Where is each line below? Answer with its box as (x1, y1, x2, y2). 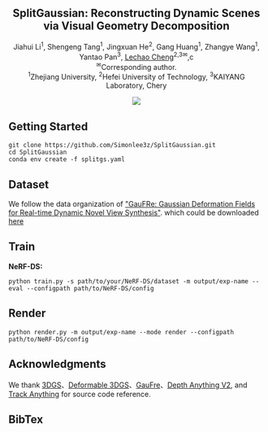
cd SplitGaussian (8, 148, 67, 157)
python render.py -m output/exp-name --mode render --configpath (8, 328, 234, 336)
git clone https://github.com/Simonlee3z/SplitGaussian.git (8, 142, 217, 150)
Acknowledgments (8, 357, 107, 371)
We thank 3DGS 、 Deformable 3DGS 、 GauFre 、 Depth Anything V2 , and (8, 380, 248, 390)
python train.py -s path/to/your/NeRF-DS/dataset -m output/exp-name (8, 277, 249, 286)
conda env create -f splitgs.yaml (8, 155, 126, 164)
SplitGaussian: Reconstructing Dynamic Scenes (12, 7, 261, 20)
